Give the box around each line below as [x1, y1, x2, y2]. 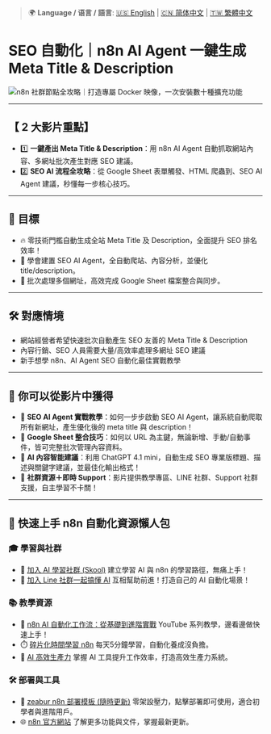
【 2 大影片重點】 [8, 120, 95, 134]
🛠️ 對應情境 [8, 308, 65, 322]
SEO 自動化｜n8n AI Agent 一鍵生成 [8, 42, 247, 60]
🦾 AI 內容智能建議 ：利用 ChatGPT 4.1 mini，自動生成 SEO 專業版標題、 [19, 452, 254, 463]
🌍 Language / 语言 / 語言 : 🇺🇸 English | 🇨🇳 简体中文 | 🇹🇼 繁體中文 [27, 8, 253, 17]
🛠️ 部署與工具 [8, 674, 60, 686]
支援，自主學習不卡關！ [19, 483, 98, 493]
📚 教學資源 [8, 597, 52, 608]
